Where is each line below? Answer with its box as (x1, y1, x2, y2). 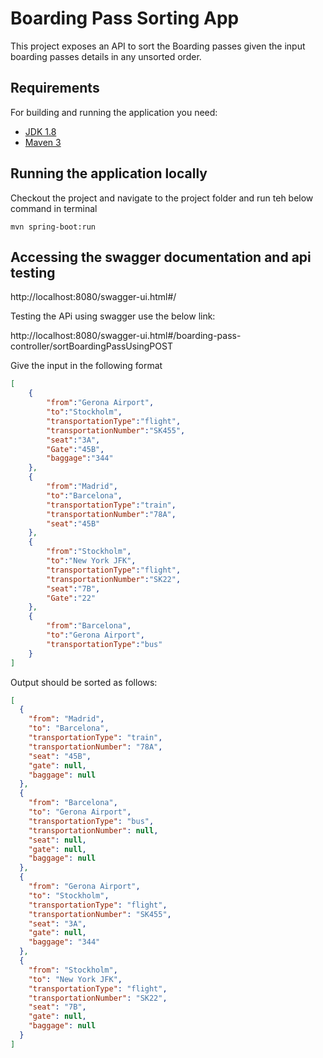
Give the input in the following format (10, 360, 163, 372)
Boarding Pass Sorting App (10, 7, 240, 30)
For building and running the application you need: (10, 106, 218, 118)
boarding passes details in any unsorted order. (10, 50, 202, 62)
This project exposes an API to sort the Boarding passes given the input (10, 40, 306, 52)
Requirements (10, 80, 100, 97)
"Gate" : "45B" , (46, 444, 105, 454)
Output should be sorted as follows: (10, 676, 158, 688)
